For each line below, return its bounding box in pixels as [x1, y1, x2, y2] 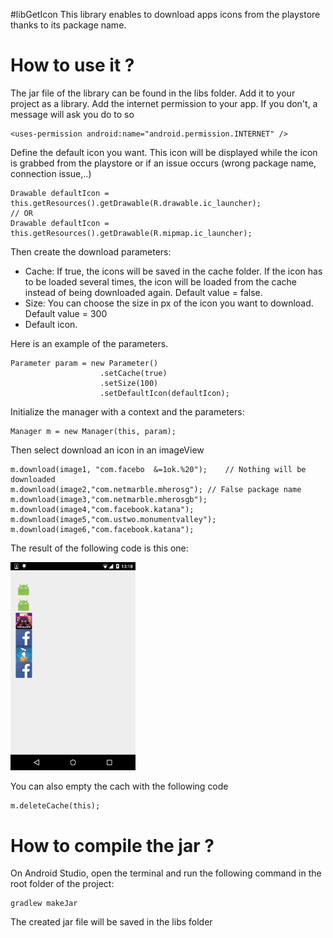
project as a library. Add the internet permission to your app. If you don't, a [10, 97, 318, 109]
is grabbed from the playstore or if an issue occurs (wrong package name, [10, 157, 317, 169]
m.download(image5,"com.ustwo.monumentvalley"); [10, 514, 217, 524]
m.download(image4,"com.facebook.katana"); [10, 504, 195, 514]
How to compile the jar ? [10, 834, 215, 857]
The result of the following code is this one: [10, 542, 189, 554]
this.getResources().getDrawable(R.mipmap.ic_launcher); [10, 228, 253, 238]
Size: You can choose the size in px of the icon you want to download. [24, 297, 314, 309]
